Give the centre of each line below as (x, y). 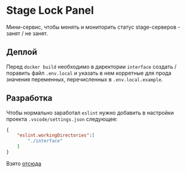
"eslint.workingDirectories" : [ (56, 135)
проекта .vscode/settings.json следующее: (62, 119)
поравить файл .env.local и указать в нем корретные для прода (89, 73)
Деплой (22, 52)
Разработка (29, 98)
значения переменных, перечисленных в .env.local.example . (85, 79)
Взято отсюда (24, 163)
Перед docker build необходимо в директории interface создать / (91, 66)
